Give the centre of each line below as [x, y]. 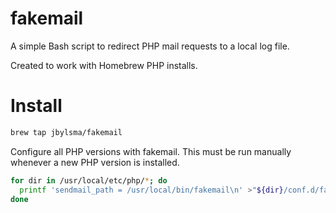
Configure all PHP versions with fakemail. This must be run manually [151, 151]
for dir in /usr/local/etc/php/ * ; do [89, 180]
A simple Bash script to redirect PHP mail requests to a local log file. [150, 46]
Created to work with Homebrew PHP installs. [104, 65]
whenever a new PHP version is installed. [95, 162]
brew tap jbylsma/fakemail [66, 132]
